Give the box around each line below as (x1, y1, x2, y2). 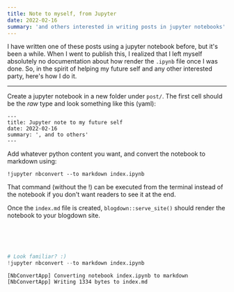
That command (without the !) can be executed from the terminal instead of (7, 183, 224, 191)
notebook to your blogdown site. (7, 211, 101, 220)
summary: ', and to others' (7, 131, 89, 138)
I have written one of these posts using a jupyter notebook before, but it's (7, 43, 218, 51)
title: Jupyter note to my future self (7, 119, 123, 126)
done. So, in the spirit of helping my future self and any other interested (7, 64, 212, 73)
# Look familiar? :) (7, 253, 68, 261)
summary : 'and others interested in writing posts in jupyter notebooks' (7, 23, 226, 30)
